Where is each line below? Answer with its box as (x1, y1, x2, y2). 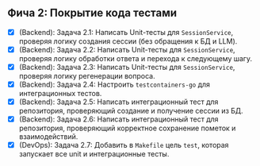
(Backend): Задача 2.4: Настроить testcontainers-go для (18, 79, 211, 89)
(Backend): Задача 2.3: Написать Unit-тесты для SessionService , (18, 62, 235, 71)
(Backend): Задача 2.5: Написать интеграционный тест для (18, 97, 219, 106)
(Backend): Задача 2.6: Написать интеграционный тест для (18, 114, 219, 124)
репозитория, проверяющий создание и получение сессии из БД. (18, 106, 243, 116)
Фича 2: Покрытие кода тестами (7, 6, 178, 20)
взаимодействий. (18, 132, 78, 141)
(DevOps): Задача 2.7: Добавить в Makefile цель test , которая (18, 141, 229, 150)
